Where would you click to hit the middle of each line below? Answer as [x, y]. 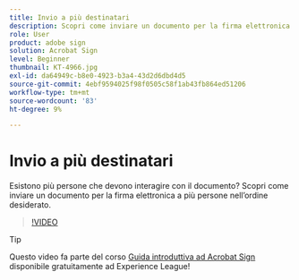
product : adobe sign [48, 42]
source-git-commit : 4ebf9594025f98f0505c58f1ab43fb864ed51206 [128, 84]
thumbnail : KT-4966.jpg [54, 68]
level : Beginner [39, 59]
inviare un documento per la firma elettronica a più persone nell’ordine [139, 195]
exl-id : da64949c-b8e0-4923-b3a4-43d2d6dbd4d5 [98, 76]
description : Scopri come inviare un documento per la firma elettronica [150, 26]
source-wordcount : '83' [54, 101]
